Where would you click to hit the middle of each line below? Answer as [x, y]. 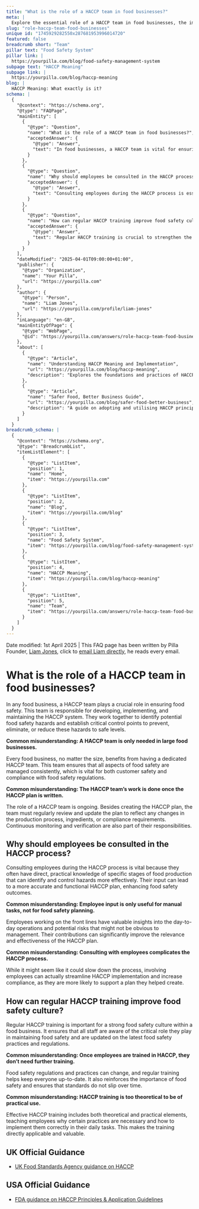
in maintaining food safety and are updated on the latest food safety [89, 1037]
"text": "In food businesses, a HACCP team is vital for [104, 149]
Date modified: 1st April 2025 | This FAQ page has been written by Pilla [92, 645]
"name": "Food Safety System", [66, 540]
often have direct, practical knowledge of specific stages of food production [99, 874]
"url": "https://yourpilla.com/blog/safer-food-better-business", [111, 403]
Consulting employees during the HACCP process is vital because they [93, 867]
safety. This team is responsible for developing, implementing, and [87, 710]
